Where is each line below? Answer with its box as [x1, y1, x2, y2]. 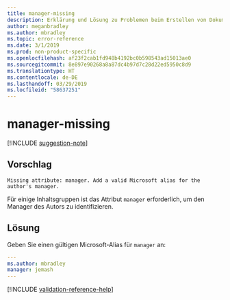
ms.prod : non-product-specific [7, 49, 97, 56]
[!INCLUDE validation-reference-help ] [7, 286, 114, 294]
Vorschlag [7, 159, 53, 170]
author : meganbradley [7, 23, 69, 30]
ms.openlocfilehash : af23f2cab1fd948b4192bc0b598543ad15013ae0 [7, 55, 192, 62]
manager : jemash [7, 266, 53, 273]
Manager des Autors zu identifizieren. [7, 202, 114, 210]
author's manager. [7, 183, 60, 189]
